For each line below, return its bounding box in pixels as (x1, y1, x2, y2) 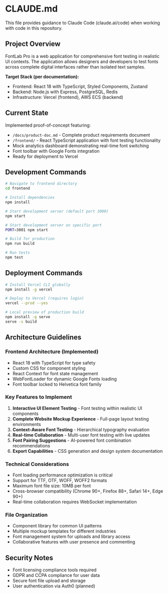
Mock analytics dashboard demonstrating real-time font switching (12, 142, 149, 149)
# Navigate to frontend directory (5, 181, 78, 187)
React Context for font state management (12, 370, 98, 376)
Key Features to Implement (5, 394, 72, 401)
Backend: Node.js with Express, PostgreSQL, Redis (12, 89, 118, 95)
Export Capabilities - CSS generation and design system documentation (12, 448, 163, 454)
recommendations (12, 442, 50, 449)
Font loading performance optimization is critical (12, 472, 113, 478)
